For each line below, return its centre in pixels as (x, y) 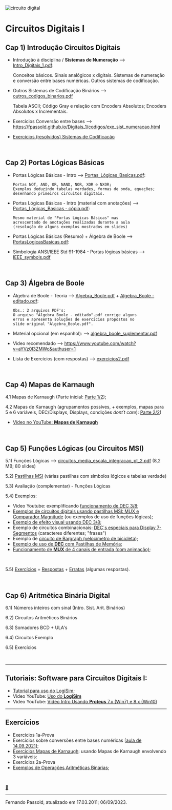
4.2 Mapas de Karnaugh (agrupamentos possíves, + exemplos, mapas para (85, 407)
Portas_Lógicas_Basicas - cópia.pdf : (51, 208)
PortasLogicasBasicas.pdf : (41, 241)
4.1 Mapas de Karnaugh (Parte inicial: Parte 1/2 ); (56, 397)
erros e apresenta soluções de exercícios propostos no (73, 319)
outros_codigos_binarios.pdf (43, 96)
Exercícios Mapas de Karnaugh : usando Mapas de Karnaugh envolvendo (89, 751)
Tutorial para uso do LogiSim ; (44, 691)
